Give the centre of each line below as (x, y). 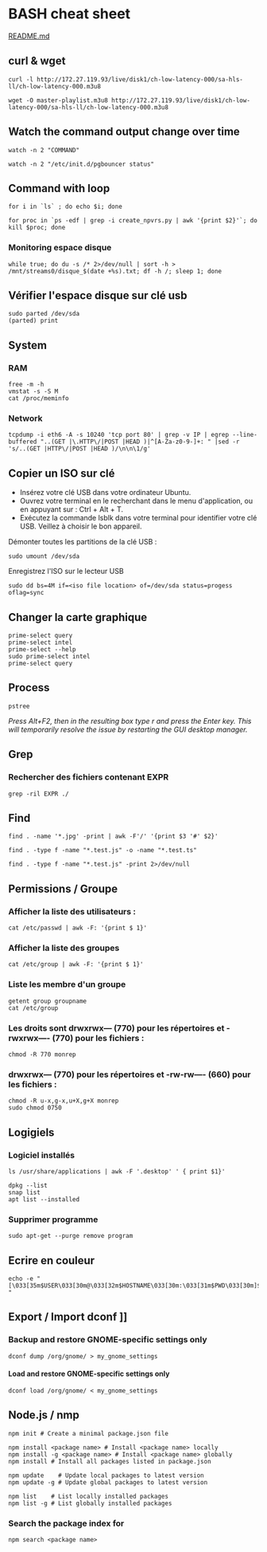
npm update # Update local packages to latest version (106, 1475)
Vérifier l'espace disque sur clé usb (98, 296)
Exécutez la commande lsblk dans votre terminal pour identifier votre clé (138, 518)
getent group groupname (48, 1001)
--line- (245, 435)
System (28, 345)
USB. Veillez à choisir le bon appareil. (81, 526)
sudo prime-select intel (49, 657)
